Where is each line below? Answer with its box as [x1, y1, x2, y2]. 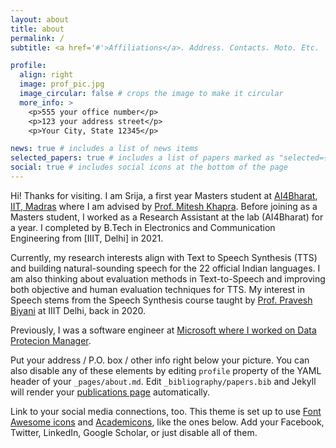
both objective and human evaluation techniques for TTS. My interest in [10, 283, 305, 295]
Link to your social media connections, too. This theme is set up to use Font [10, 405, 322, 417]
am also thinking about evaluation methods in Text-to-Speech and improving [10, 272, 326, 285]
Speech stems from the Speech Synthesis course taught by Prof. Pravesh [10, 294, 313, 306]
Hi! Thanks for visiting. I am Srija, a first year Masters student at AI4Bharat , [10, 189, 318, 201]
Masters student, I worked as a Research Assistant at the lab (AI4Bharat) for [10, 211, 324, 223]
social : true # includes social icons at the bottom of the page [10, 162, 288, 173]
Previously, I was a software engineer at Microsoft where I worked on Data [10, 324, 317, 336]
